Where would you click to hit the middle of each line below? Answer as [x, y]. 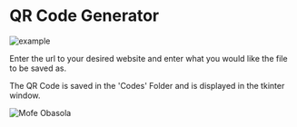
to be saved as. [38, 68]
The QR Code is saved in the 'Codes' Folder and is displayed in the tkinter [147, 85]
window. [25, 95]
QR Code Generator [84, 16]
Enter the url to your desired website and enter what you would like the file [148, 58]
